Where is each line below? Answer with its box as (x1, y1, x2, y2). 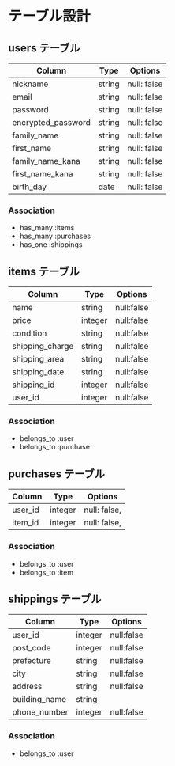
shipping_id (12, 379, 55, 390)
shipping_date (12, 366, 65, 377)
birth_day (12, 181, 47, 192)
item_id (12, 518, 39, 529)
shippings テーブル (8, 592, 102, 605)
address (12, 681, 43, 692)
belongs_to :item (19, 567, 74, 577)
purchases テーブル (8, 467, 105, 480)
